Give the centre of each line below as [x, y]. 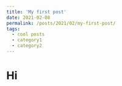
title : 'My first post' [37, 12]
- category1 [27, 40]
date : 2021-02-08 [28, 18]
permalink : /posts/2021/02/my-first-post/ [61, 23]
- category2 [27, 46]
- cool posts [28, 35]
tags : [13, 29]
